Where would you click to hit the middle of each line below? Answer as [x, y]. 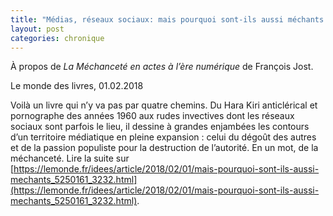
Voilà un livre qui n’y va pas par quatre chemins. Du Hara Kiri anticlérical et [164, 105]
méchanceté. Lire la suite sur [70, 158]
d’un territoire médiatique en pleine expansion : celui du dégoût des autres [163, 137]
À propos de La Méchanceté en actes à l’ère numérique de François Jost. [162, 67]
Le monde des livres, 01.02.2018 [77, 86]
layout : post [37, 29]
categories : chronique [57, 38]
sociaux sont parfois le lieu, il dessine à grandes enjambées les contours [160, 127]
